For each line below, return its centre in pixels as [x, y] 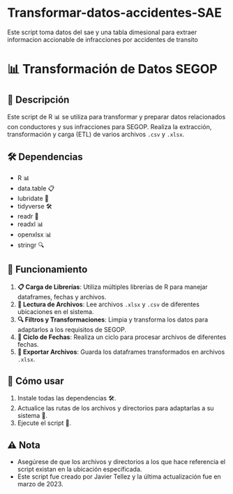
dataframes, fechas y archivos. [62, 297]
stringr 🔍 [31, 245]
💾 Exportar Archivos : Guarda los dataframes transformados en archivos [121, 352]
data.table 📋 [36, 188]
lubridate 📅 [33, 198]
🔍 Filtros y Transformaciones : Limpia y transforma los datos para [113, 320]
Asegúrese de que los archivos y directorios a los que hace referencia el [121, 462]
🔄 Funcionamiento [47, 270]
